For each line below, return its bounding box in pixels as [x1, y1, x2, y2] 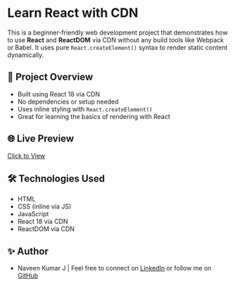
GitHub [17, 271, 39, 280]
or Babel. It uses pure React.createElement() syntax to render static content [7, 43, 228, 51]
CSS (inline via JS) [17, 202, 72, 211]
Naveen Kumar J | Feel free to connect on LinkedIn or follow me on [17, 264, 212, 273]
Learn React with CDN [7, 5, 139, 21]
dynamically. [7, 51, 44, 59]
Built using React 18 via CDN [17, 89, 101, 98]
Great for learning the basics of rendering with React [17, 112, 170, 120]
